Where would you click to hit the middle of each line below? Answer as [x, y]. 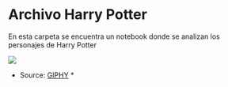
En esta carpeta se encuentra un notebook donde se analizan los [114, 36]
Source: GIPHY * [47, 75]
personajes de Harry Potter [53, 44]
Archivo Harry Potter [78, 15]
